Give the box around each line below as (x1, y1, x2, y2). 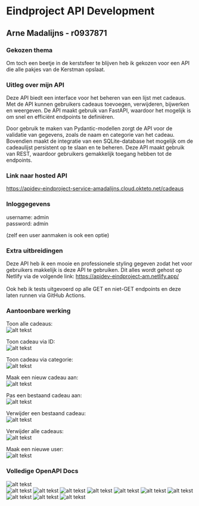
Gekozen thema (6, 46, 53, 54)
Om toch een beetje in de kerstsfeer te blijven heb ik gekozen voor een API (6, 59, 190, 66)
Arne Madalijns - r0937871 (6, 28, 107, 38)
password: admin (6, 220, 49, 227)
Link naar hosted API (6, 171, 67, 180)
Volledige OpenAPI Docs (6, 467, 79, 476)
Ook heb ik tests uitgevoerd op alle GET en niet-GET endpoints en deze (6, 286, 181, 293)
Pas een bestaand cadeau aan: (6, 392, 82, 399)
